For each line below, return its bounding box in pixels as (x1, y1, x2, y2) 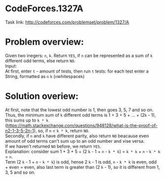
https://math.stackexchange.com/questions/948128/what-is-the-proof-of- (6, 122, 158, 128)
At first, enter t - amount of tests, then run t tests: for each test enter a (5, 68, 149, 74)
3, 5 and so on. (5, 169, 35, 175)
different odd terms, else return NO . (5, 57, 75, 64)
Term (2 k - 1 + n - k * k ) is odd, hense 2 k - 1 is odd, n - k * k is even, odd (5, 159, 157, 165)
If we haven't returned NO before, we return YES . (5, 143, 101, 149)
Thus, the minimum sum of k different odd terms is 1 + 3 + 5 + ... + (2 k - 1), (5, 112, 156, 118)
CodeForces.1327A (5, 3, 84, 14)
